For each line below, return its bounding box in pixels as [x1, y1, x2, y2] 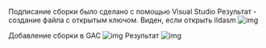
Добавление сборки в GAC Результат [8, 31, 160, 40]
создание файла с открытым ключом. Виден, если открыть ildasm [8, 15, 236, 25]
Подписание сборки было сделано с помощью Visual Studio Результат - [8, 7, 257, 16]
